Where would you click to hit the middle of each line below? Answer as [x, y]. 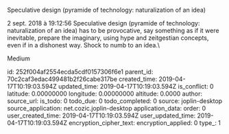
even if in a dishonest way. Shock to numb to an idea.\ [83, 45]
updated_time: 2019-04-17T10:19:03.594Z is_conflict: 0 [136, 86]
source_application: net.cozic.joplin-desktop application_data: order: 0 [107, 108]
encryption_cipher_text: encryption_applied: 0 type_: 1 [145, 123]
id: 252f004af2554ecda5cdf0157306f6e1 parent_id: [80, 72]
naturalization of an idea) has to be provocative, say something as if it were [113, 31]
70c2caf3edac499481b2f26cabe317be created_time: [82, 79]
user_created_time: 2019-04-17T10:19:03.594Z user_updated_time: [101, 115]
